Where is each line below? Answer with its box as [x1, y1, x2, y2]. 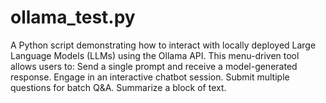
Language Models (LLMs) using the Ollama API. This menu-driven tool [10, 49, 300, 61]
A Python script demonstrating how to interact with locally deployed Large [10, 39, 317, 51]
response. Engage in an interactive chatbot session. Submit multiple [10, 71, 290, 83]
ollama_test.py [10, 6, 136, 29]
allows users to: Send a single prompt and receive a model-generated [10, 60, 298, 72]
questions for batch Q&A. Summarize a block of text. [10, 81, 227, 93]
